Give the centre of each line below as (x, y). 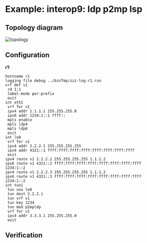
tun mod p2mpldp (24, 207)
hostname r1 (17, 76)
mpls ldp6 (17, 128)
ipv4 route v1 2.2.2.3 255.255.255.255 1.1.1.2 (56, 172)
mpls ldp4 (17, 124)
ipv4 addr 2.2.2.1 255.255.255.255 (44, 146)
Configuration (27, 55)
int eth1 (14, 102)
